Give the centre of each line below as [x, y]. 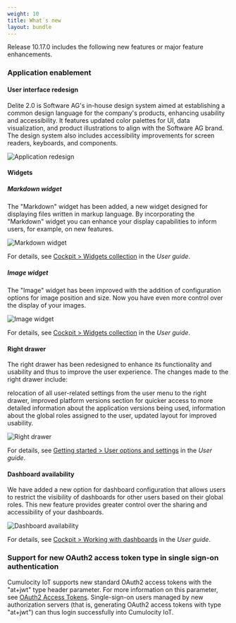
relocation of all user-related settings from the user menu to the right [107, 393]
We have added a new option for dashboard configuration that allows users [117, 490]
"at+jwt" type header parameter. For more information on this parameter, [113, 589]
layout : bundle [30, 27]
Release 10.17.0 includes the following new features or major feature [105, 47]
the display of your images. [47, 306]
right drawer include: [38, 380]
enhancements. [30, 54]
